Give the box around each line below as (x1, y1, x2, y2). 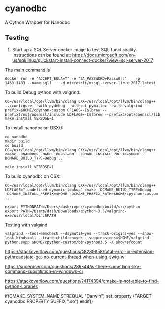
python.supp (5, 240, 30, 245)
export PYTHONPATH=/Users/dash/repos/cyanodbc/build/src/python (5, 204, 140, 209)
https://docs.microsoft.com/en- (72, 52, 136, 58)
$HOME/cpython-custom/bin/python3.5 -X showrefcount (31, 240, 142, 245)
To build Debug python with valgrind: (5, 89, 81, 95)
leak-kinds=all (5, 235, 37, 240)
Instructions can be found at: (12, 52, 71, 58)
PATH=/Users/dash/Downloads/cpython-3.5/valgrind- (20, 208, 127, 214)
